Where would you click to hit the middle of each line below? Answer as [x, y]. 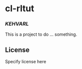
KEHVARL [17, 24]
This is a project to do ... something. [41, 34]
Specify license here [26, 62]
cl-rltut [20, 9]
